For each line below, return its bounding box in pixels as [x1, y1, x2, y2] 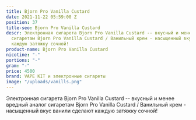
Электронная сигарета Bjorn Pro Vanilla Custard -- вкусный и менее [6, 95, 175, 102]
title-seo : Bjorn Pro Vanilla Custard [6, 24, 100, 31]
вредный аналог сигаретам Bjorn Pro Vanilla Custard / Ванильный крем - [6, 101, 187, 108]
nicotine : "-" [6, 52, 41, 58]
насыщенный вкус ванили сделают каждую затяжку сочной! [6, 107, 158, 114]
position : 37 [6, 19, 38, 25]
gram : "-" [6, 62, 30, 69]
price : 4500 [6, 68, 35, 74]
